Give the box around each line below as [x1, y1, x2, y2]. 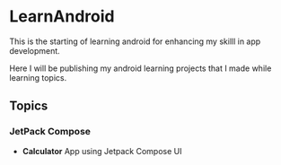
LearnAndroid [9, 6, 115, 27]
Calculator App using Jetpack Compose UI [22, 145, 182, 156]
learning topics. [9, 72, 67, 82]
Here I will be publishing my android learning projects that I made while [9, 63, 272, 74]
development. [9, 45, 60, 56]
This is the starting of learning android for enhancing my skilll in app [9, 36, 261, 47]
